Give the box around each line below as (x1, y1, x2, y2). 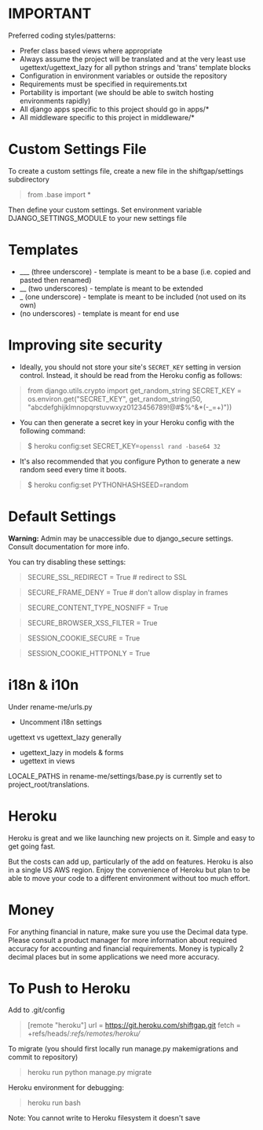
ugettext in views (19, 756, 75, 765)
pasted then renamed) (19, 275, 92, 284)
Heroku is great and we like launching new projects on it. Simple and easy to (8, 833, 255, 842)
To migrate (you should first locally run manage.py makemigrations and (8, 1044, 239, 1054)
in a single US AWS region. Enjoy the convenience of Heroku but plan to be (8, 865, 250, 875)
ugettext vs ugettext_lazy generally (8, 732, 122, 742)
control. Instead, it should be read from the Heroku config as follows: (19, 370, 243, 380)
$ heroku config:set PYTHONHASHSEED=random (27, 480, 189, 490)
